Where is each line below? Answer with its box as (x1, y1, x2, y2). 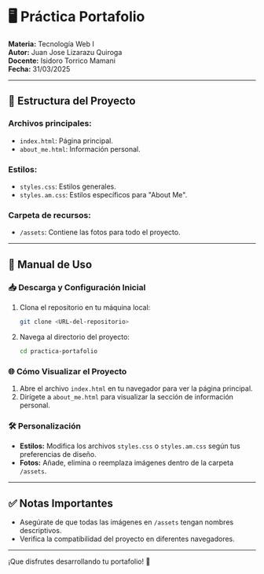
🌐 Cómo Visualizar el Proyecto (8, 366, 127, 377)
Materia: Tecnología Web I (8, 39, 94, 49)
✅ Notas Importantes (8, 496, 114, 510)
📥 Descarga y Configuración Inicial (8, 281, 146, 293)
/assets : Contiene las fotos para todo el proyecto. (19, 227, 181, 237)
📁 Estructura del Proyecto (8, 94, 136, 108)
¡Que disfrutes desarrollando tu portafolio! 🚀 (8, 557, 151, 566)
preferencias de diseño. (19, 450, 97, 459)
